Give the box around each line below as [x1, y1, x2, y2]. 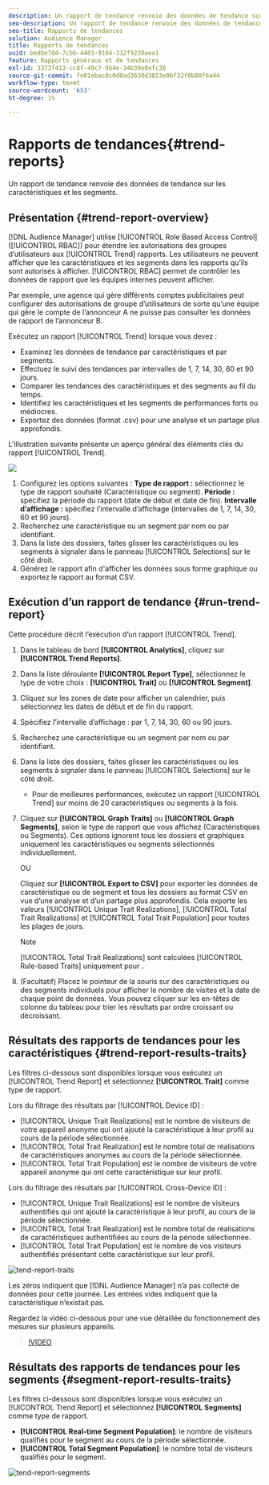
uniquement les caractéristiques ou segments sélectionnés [19, 839, 215, 848]
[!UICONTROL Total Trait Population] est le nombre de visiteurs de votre [19, 1158, 258, 1168]
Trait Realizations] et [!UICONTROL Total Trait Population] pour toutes [19, 913, 250, 922]
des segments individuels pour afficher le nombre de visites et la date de [19, 985, 260, 995]
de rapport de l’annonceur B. [8, 316, 103, 325]
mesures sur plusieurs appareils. [8, 1321, 116, 1331]
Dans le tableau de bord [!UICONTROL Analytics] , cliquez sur [19, 645, 225, 654]
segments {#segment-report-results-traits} [8, 1373, 232, 1387]
